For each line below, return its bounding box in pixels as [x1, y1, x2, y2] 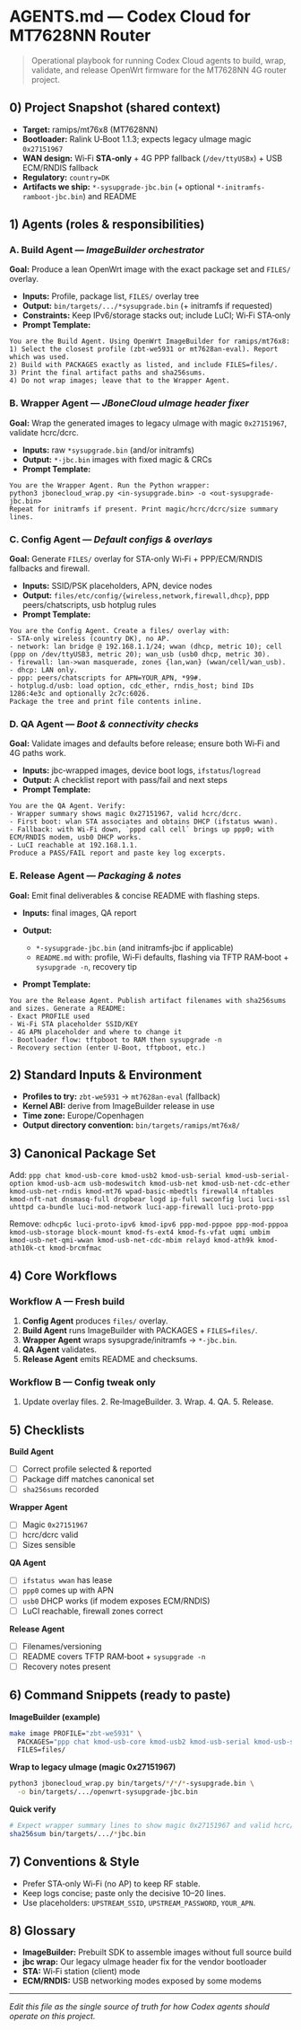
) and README [82, 190, 137, 201]
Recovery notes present [21, 1661, 111, 1672]
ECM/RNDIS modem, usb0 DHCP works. [9, 833, 142, 842]
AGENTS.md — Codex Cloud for [9, 6, 251, 27]
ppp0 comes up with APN [21, 1585, 115, 1595]
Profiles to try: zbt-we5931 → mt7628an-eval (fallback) [21, 1091, 221, 1102]
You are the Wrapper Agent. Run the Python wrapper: [9, 480, 211, 490]
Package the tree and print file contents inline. [9, 698, 202, 707]
